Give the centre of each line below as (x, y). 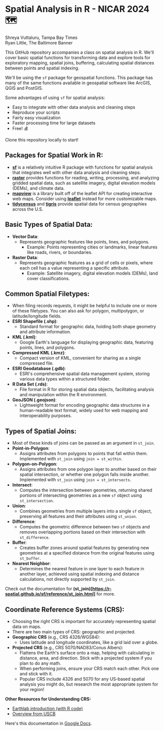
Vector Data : (25, 236)
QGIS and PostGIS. (24, 88)
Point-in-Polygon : (31, 448)
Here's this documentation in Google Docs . (49, 723)
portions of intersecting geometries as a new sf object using (81, 495)
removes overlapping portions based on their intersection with (82, 532)
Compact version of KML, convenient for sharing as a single (80, 358)
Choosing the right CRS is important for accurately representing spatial (84, 621)
